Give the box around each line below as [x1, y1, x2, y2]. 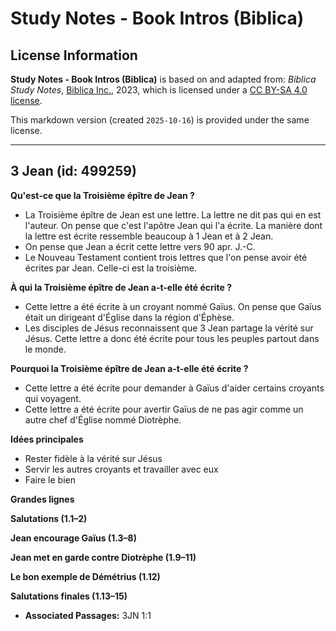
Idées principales [10, 433, 84, 445]
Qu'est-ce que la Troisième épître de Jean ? [10, 189, 195, 201]
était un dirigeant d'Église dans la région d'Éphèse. [24, 311, 235, 323]
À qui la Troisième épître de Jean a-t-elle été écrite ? [10, 281, 233, 293]
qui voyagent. [24, 392, 82, 404]
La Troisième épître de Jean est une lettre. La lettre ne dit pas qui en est [24, 208, 322, 221]
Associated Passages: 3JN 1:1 [24, 609, 152, 621]
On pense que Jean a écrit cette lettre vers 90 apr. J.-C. [24, 240, 256, 252]
